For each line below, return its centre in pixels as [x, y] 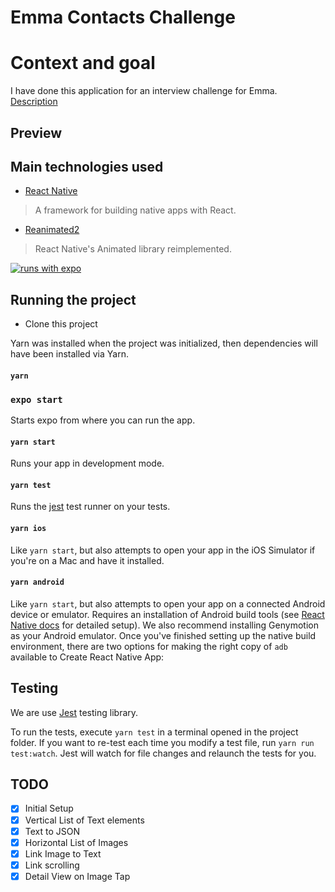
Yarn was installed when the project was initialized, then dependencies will [164, 343]
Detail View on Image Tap [77, 876]
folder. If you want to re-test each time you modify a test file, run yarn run [162, 742]
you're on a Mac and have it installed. [87, 560]
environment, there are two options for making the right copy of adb [149, 646]
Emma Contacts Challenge [123, 17]
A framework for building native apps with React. [135, 210]
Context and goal [83, 63]
